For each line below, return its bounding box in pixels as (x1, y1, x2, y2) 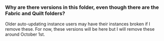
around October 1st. (5, 31, 45, 38)
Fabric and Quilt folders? (5, 10, 65, 17)
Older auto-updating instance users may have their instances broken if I (5, 21, 151, 27)
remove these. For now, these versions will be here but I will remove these (5, 26, 155, 32)
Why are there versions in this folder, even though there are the (5, 4, 159, 11)
